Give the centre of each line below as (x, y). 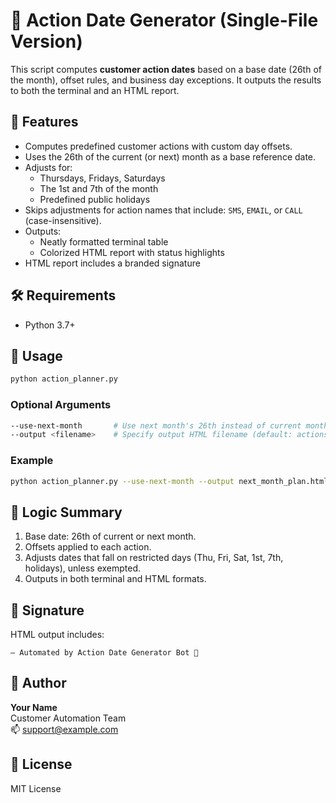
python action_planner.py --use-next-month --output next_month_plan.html (169, 481)
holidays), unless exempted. (83, 568)
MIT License (36, 788)
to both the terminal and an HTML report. (95, 90)
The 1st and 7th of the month (99, 188)
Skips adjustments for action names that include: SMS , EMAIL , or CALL (163, 210)
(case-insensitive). (63, 220)
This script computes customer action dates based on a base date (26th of (166, 69)
